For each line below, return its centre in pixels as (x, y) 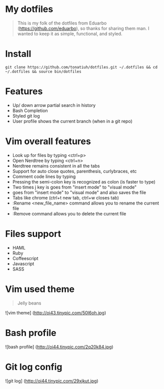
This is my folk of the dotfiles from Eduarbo (62, 23)
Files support (33, 234)
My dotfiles (29, 9)
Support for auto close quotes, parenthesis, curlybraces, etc (74, 171)
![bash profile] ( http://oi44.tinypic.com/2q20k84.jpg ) (59, 346)
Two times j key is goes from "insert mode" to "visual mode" (74, 187)
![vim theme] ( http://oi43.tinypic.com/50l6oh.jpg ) (56, 312)
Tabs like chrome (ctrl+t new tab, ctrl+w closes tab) (65, 197)
